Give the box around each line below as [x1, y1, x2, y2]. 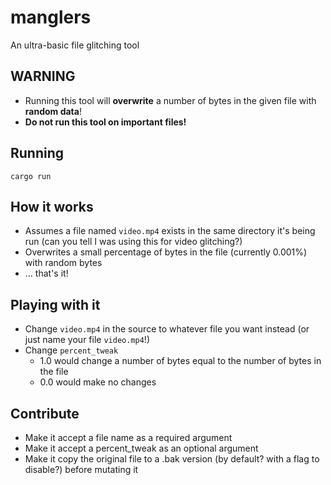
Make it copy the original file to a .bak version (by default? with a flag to [24, 453, 320, 465]
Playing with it [10, 296, 101, 313]
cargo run [10, 171, 52, 181]
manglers [10, 6, 92, 29]
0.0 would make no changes [39, 376, 157, 388]
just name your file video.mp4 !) [24, 334, 150, 346]
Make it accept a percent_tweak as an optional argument [24, 442, 259, 454]
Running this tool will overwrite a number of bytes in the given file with [24, 94, 317, 106]
